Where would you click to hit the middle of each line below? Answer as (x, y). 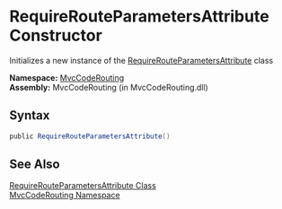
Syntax (30, 115)
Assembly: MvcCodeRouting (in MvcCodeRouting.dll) (109, 87)
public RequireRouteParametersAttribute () (90, 136)
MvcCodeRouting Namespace (65, 196)
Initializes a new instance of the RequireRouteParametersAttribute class (141, 60)
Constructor (56, 35)
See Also (35, 165)
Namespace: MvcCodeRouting (67, 77)
